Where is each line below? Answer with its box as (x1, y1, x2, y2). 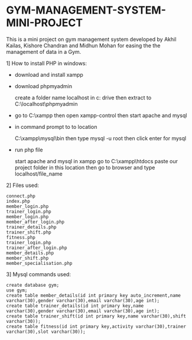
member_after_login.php (6, 219, 65, 225)
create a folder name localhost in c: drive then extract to (14, 94, 152, 101)
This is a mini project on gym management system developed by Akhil (6, 35, 177, 43)
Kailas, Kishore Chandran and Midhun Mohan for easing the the (6, 42, 161, 49)
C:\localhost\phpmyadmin (14, 100, 78, 107)
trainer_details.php (6, 224, 57, 230)
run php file (14, 146, 43, 153)
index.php (6, 198, 31, 204)
